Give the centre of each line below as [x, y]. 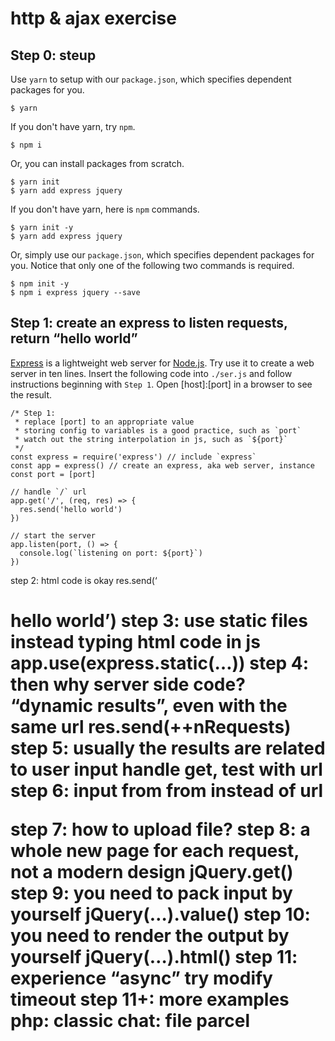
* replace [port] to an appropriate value [104, 422]
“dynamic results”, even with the [149, 706]
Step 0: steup [53, 55]
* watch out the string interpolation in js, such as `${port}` [151, 439]
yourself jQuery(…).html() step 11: [154, 957]
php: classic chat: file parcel [130, 1021]
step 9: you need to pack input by [151, 893]
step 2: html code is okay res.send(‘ [84, 580]
